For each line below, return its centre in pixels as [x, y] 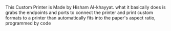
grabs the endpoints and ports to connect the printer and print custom [79, 12]
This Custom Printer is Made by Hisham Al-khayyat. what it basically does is [85, 7]
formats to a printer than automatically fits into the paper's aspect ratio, [81, 18]
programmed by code [28, 23]
